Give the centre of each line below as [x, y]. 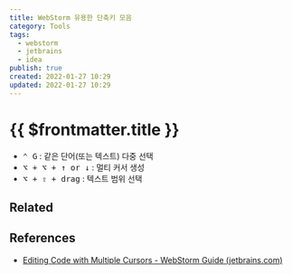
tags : [19, 34]
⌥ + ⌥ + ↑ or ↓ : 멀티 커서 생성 [83, 167]
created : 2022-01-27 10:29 [60, 77]
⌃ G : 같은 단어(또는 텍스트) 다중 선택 [88, 156]
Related [32, 208]
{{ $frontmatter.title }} [94, 130]
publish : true [36, 69]
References [42, 238]
